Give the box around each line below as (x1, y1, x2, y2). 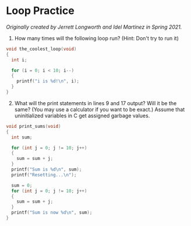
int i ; (11, 57, 27, 62)
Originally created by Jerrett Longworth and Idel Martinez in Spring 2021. (6, 23, 182, 30)
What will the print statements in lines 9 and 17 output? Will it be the (14, 99, 177, 106)
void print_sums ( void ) (6, 123, 61, 129)
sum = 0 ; (11, 182, 33, 188)
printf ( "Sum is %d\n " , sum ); (11, 166, 82, 173)
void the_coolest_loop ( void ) (6, 46, 77, 52)
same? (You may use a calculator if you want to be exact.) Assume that (14, 106, 185, 113)
